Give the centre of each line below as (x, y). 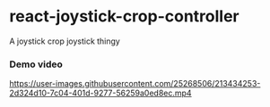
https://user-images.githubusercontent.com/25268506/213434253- (135, 84)
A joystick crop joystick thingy (65, 41)
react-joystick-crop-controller (124, 16)
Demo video (36, 64)
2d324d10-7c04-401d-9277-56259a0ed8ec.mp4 (100, 93)
